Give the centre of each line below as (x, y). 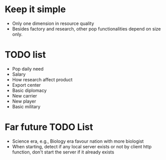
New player (24, 101)
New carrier (25, 95)
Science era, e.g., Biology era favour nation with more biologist (78, 141)
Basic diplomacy (29, 90)
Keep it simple (35, 9)
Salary (19, 74)
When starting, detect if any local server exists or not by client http (82, 146)
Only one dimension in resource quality (53, 23)
